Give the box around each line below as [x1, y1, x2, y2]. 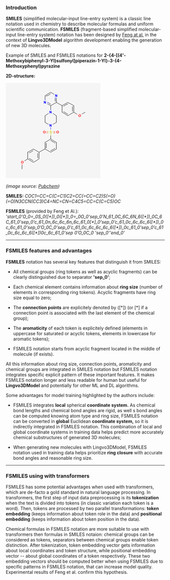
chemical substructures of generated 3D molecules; [13, 434, 122, 440]
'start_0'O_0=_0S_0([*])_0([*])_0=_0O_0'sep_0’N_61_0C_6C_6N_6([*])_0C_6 [6, 213, 162, 220]
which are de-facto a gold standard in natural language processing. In [6, 489, 151, 495]
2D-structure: [6, 73, 36, 79]
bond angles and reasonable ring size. [13, 455, 93, 461]
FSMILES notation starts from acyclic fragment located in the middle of [13, 345, 160, 351]
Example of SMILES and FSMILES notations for [6, 52, 103, 58]
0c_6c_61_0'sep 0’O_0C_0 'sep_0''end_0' [40, 230, 125, 236]
